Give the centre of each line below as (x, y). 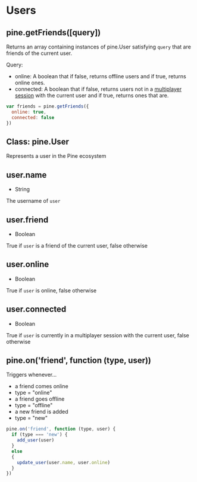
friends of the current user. (39, 53)
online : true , (29, 112)
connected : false (33, 117)
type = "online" (33, 393)
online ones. (30, 83)
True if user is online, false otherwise (51, 290)
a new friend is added (41, 412)
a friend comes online (41, 386)
